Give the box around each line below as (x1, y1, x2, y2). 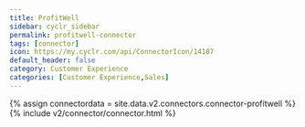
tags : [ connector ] (9, 38, 79, 48)
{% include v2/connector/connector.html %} (9, 107, 176, 119)
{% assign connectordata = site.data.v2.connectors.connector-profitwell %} (9, 98, 297, 109)
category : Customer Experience (9, 65, 129, 74)
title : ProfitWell (9, 13, 79, 23)
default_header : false (9, 56, 96, 65)
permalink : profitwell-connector (9, 30, 137, 39)
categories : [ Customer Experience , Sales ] (9, 73, 170, 82)
